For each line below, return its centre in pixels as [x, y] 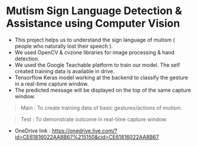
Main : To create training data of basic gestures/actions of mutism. [101, 108]
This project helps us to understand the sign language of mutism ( [95, 40]
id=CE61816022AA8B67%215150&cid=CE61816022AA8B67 [87, 137]
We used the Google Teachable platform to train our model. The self [97, 65]
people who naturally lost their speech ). [64, 46]
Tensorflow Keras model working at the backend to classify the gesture [101, 77]
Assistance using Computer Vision [93, 23]
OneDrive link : [33, 131]
